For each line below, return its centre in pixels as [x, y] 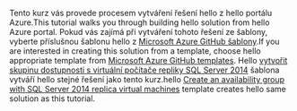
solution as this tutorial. [52, 98]
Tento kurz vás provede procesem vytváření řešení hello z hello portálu [141, 13]
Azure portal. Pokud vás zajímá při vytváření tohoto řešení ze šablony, [139, 32]
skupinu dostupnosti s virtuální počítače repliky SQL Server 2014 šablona [144, 70]
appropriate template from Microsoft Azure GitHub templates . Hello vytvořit [148, 60]
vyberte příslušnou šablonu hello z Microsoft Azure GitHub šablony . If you [144, 41]
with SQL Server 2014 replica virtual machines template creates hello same [148, 89]
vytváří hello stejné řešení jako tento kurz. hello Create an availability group [147, 79]
